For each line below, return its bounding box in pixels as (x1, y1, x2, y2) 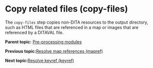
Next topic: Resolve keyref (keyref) (5, 57, 74, 63)
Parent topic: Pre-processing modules (5, 39, 82, 44)
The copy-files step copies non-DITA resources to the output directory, (5, 19, 149, 25)
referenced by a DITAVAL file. (5, 29, 64, 35)
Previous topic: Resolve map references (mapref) (5, 48, 103, 54)
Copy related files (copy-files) (5, 3, 128, 14)
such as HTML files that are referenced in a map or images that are (5, 24, 139, 30)
